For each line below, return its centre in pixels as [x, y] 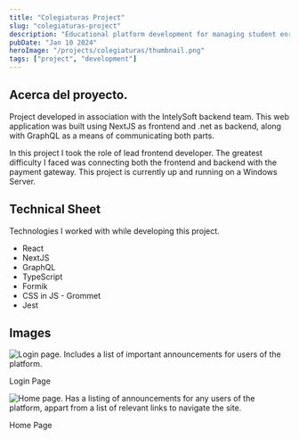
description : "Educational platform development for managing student [143, 34]
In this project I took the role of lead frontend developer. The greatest [136, 153]
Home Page [31, 426]
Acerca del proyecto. [69, 95]
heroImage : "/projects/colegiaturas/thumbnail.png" [107, 51]
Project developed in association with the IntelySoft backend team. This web [149, 116]
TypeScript [42, 277]
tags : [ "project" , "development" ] [73, 59]
